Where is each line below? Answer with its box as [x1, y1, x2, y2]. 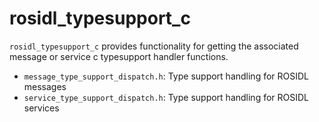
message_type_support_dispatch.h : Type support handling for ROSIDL [23, 70, 310, 82]
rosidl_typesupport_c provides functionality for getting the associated [9, 40, 299, 52]
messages [23, 80, 67, 92]
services [23, 102, 60, 114]
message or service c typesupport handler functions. [9, 50, 229, 62]
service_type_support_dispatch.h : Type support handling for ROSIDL [23, 91, 310, 103]
